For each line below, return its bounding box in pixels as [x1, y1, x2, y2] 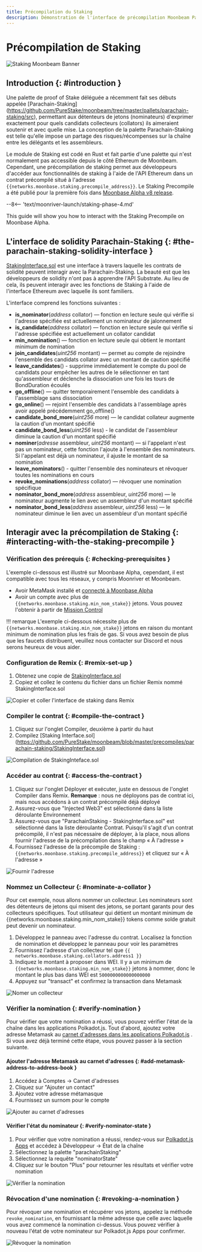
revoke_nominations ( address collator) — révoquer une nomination [14, 478, 182, 485]
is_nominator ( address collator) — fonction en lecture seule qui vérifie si [14, 311, 194, 318]
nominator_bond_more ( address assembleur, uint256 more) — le [14, 490, 176, 498]
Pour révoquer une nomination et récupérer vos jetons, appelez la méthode [6, 1208, 192, 1215]
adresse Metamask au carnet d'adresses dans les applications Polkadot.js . [6, 1031, 193, 1038]
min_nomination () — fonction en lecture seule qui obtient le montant [14, 336, 186, 344]
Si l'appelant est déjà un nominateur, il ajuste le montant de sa [14, 452, 168, 460]
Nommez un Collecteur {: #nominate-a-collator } [6, 882, 151, 891]
